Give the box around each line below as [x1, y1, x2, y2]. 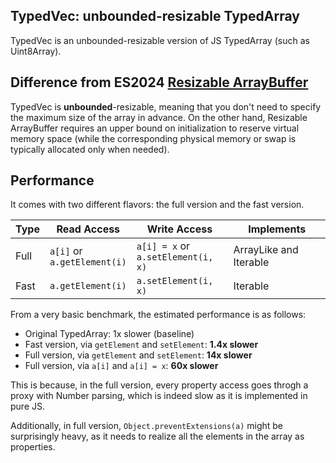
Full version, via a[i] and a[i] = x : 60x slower [24, 360, 219, 372]
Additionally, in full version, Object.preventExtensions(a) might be [10, 420, 284, 432]
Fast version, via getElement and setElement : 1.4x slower [24, 339, 259, 351]
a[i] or [49, 244, 83, 258]
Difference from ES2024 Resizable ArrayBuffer [10, 74, 309, 91]
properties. [10, 441, 56, 453]
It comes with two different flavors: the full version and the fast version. [10, 199, 305, 211]
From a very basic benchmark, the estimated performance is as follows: [10, 309, 307, 321]
